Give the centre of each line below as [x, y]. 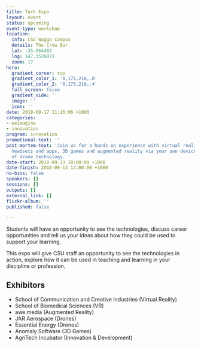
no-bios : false [25, 173]
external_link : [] [29, 195]
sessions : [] [22, 185]
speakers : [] [22, 179]
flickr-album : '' [28, 201]
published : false [28, 207]
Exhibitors [26, 285]
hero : [13, 67]
